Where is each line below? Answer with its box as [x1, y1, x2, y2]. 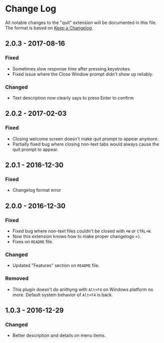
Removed [5, 275, 29, 282]
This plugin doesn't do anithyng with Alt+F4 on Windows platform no [12, 286, 154, 292]
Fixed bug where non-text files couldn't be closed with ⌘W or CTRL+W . [12, 228, 152, 234]
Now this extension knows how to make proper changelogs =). [12, 233, 141, 239]
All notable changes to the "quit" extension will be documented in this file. [5, 19, 157, 25]
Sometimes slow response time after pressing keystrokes [12, 65, 130, 71]
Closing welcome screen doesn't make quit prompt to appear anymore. [12, 135, 159, 141]
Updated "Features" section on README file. [12, 262, 100, 268]
